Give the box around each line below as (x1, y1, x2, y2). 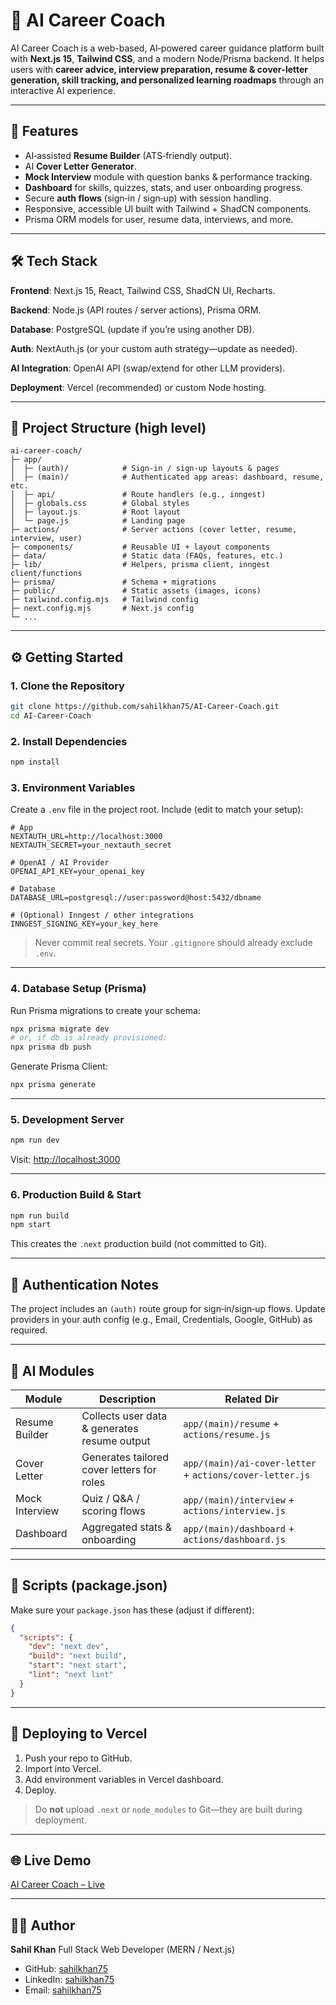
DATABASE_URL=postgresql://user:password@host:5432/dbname (10, 893, 262, 903)
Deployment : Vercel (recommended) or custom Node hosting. (10, 381, 267, 393)
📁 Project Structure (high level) (10, 419, 207, 436)
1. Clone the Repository (10, 679, 125, 693)
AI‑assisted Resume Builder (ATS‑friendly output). (24, 149, 233, 161)
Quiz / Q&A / (81, 1491, 140, 1505)
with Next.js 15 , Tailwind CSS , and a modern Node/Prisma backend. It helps (10, 52, 325, 64)
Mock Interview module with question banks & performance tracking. (24, 170, 313, 183)
